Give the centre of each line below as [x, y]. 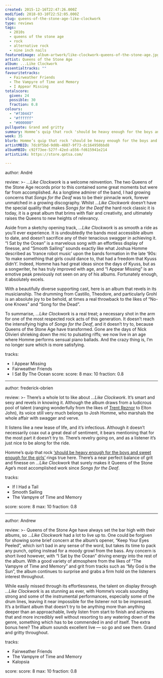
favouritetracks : [23, 73]
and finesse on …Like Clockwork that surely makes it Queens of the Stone [79, 462]
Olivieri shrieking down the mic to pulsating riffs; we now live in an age [75, 334]
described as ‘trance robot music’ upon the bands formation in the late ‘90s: [81, 253]
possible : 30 [23, 100]
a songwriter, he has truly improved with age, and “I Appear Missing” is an [79, 269]
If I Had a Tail [25, 487]
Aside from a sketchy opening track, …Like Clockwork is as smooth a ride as [81, 227]
